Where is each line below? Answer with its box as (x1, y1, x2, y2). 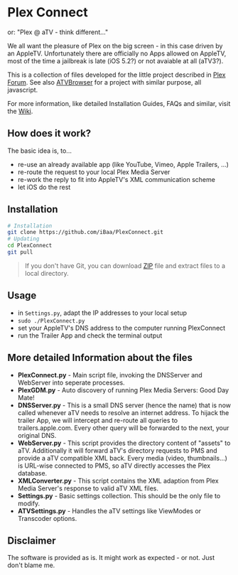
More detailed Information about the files (7, 352, 193, 364)
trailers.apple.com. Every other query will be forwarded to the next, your (17, 424, 229, 432)
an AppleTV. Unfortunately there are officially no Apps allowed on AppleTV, (7, 49, 227, 58)
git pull (7, 249, 33, 256)
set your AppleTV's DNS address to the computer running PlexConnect (17, 323, 226, 332)
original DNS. (17, 431, 57, 439)
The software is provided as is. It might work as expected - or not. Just (7, 554, 215, 562)
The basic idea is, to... (7, 146, 72, 155)
